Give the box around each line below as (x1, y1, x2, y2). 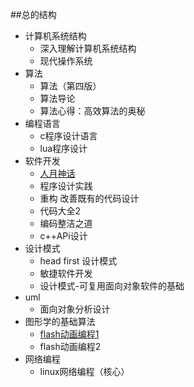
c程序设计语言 (39, 130, 98, 142)
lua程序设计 (39, 143, 88, 154)
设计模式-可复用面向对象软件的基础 (39, 280, 185, 292)
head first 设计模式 (39, 255, 118, 267)
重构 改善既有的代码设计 (39, 193, 140, 204)
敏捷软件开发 (39, 268, 93, 279)
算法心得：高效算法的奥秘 (39, 105, 146, 117)
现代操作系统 (39, 55, 93, 67)
